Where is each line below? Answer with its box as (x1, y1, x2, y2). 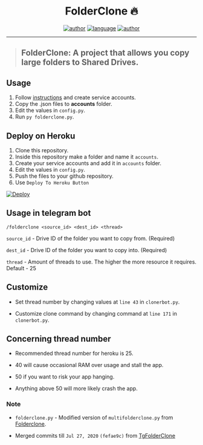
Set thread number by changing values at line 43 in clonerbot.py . (14, 298, 180, 305)
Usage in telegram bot (6, 208, 91, 218)
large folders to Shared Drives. (21, 57, 139, 68)
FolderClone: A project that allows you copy (21, 48, 190, 58)
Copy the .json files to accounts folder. (14, 100, 113, 108)
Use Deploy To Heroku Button (14, 178, 89, 186)
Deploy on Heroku (6, 131, 76, 141)
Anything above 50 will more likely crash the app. (14, 385, 138, 392)
